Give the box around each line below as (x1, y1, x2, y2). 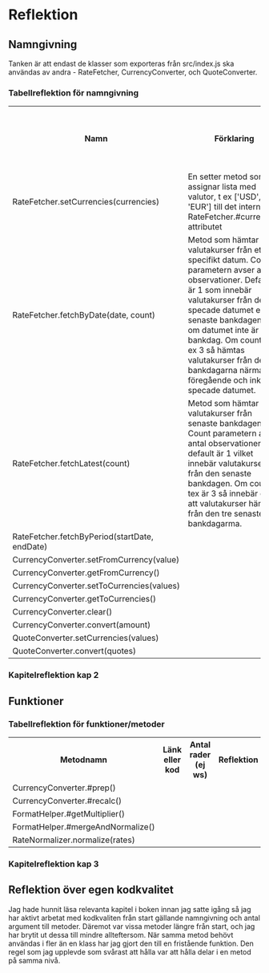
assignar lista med (187, 181, 256, 193)
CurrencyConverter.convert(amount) (12, 619, 151, 630)
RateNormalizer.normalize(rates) (12, 834, 135, 845)
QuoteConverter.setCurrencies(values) (12, 632, 159, 643)
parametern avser (187, 265, 255, 276)
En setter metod (187, 171, 248, 182)
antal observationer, (187, 438, 263, 449)
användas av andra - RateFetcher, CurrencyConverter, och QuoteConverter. (8, 67, 258, 77)
